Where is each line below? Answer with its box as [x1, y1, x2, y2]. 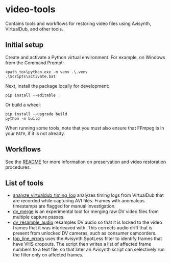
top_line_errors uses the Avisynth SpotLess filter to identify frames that [12, 235, 162, 242]
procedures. [5, 164, 31, 170]
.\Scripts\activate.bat [5, 74, 56, 79]
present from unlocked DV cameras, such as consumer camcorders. [12, 230, 157, 236]
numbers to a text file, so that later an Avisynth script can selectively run [12, 246, 165, 253]
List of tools [5, 178, 43, 187]
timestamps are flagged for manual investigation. [12, 203, 116, 209]
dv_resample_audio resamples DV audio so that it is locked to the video [12, 219, 162, 225]
